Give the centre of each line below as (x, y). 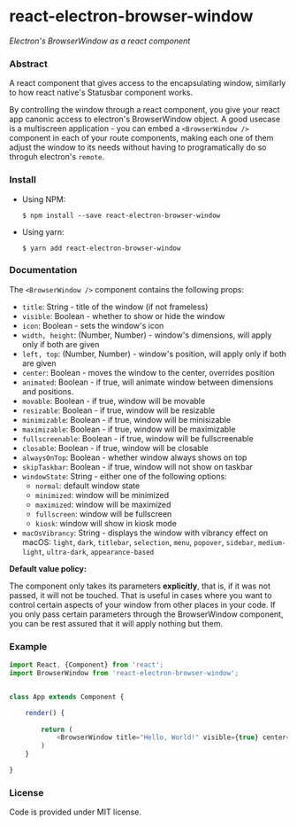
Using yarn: (43, 231)
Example (28, 646)
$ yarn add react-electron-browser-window (101, 248)
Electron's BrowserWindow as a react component (100, 41)
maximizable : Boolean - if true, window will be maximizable (129, 429)
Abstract (29, 64)
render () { (45, 713)
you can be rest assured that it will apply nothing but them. (116, 623)
